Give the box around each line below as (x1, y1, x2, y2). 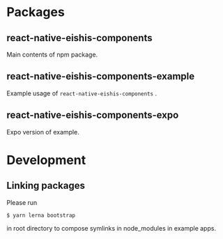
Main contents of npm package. (6, 50, 98, 59)
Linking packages (6, 180, 85, 192)
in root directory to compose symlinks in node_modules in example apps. (6, 224, 217, 232)
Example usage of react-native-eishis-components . (6, 88, 157, 98)
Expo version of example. (6, 128, 79, 136)
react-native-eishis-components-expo (6, 109, 179, 121)
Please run (6, 198, 38, 206)
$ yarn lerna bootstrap (6, 212, 76, 219)
